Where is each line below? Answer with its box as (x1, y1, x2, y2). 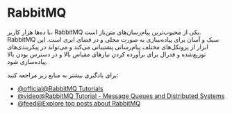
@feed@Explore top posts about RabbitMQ (17, 99, 141, 107)
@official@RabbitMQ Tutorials (17, 84, 103, 92)
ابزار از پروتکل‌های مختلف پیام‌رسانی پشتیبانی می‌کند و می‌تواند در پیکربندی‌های (7, 42, 208, 51)
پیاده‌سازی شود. (7, 57, 48, 65)
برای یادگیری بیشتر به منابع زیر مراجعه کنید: (7, 71, 119, 79)
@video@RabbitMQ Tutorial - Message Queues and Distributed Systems (17, 92, 225, 100)
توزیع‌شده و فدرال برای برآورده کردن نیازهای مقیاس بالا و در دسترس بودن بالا (7, 50, 206, 58)
